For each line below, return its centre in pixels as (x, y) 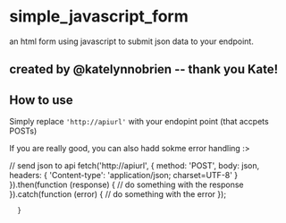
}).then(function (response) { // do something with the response (126, 184)
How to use (41, 100)
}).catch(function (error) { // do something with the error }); (118, 194)
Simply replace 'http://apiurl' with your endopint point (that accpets (139, 122)
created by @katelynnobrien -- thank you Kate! (144, 69)
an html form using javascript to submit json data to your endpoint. (132, 41)
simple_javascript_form (99, 17)
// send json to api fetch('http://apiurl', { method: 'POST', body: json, (135, 166)
